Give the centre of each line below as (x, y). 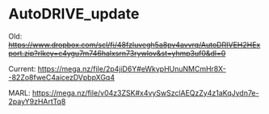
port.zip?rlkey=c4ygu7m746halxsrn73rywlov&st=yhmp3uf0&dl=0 (117, 53)
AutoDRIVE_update (74, 14)
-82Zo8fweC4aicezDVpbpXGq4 (62, 77)
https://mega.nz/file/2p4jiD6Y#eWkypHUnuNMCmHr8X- (132, 68)
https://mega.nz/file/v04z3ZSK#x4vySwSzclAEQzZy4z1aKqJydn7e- (145, 92)
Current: (22, 68)
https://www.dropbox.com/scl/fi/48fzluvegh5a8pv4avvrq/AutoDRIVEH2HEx (134, 44)
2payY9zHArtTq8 (37, 101)
